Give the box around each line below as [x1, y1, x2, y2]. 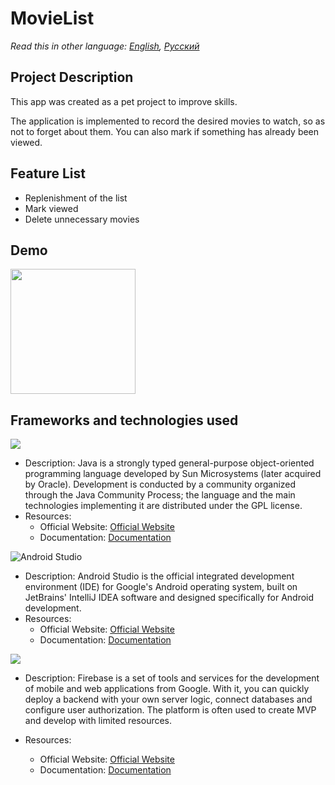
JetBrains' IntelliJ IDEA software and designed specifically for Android [24, 592, 315, 604]
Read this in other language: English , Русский [10, 40, 200, 52]
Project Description [10, 69, 134, 86]
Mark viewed [24, 202, 79, 214]
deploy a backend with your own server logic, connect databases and [24, 693, 313, 706]
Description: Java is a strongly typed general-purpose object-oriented [24, 457, 315, 469]
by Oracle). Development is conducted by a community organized [24, 478, 297, 491]
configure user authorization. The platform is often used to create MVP [24, 704, 317, 716]
